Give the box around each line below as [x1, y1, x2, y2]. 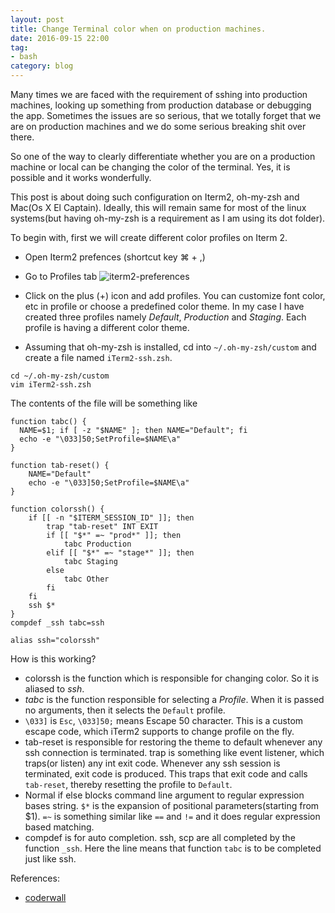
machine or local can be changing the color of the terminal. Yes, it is [10, 161, 291, 173]
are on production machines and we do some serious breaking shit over [10, 121, 307, 132]
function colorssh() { [10, 504, 105, 514]
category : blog [10, 61, 74, 71]
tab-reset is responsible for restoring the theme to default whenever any [24, 736, 323, 748]
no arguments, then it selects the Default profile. [24, 704, 226, 716]
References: [10, 872, 60, 884]
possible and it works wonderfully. [10, 172, 152, 183]
